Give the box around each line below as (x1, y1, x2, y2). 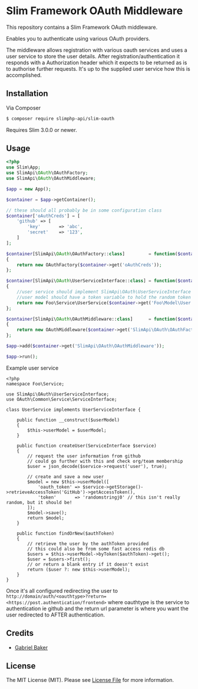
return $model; (27, 515, 65, 521)
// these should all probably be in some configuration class (6, 207, 162, 213)
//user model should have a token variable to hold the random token (16, 294, 192, 300)
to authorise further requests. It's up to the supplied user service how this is (6, 65, 190, 72)
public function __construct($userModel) (16, 417, 120, 423)
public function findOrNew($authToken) (16, 530, 115, 536)
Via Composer (6, 104, 41, 111)
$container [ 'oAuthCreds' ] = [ (6, 213, 81, 219)
